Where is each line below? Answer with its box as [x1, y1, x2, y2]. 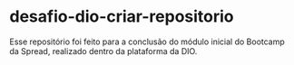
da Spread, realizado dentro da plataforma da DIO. [9, 45, 198, 56]
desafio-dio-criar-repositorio [9, 6, 234, 27]
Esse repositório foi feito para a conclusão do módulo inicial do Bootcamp [9, 36, 286, 47]
